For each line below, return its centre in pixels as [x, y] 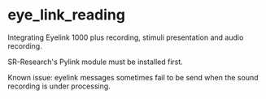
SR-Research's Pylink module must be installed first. [96, 62]
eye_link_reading [66, 15]
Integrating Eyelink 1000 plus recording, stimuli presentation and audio [126, 37]
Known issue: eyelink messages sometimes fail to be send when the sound [133, 77]
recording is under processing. [59, 86]
